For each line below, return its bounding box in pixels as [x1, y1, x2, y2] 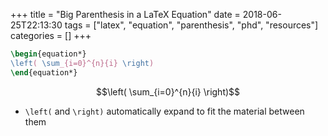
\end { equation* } [10, 67, 78, 78]
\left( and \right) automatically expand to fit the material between [24, 105, 305, 117]
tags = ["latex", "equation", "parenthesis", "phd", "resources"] [64, 19, 319, 31]
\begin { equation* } [10, 49, 87, 59]
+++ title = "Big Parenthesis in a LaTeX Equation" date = [10, 9, 241, 20]
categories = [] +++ [10, 30, 92, 41]
